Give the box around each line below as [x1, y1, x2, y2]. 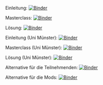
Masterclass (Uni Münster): [5, 45, 63, 51]
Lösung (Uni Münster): [5, 54, 53, 60]
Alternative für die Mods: [5, 74, 58, 80]
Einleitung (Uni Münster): [5, 35, 58, 40]
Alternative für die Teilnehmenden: [5, 65, 78, 70]
